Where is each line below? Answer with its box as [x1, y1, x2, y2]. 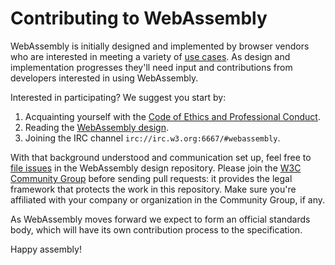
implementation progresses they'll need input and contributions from [10, 61, 293, 73]
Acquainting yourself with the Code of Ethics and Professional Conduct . [24, 110, 321, 122]
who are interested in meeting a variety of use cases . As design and [10, 50, 291, 62]
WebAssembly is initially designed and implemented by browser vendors [10, 40, 310, 52]
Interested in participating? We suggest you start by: [10, 91, 227, 103]
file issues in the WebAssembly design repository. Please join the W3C [10, 162, 302, 174]
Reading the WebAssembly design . [24, 121, 169, 133]
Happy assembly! [10, 243, 82, 255]
